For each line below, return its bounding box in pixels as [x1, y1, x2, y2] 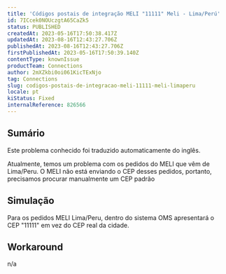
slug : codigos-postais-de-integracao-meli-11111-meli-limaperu [7, 82, 196, 89]
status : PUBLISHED [7, 23, 61, 30]
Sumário [7, 128, 45, 139]
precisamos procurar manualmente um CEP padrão [7, 174, 155, 183]
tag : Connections [7, 75, 58, 83]
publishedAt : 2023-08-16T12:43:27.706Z [7, 43, 124, 50]
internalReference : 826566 [7, 102, 86, 109]
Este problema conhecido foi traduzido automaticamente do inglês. [7, 146, 201, 154]
